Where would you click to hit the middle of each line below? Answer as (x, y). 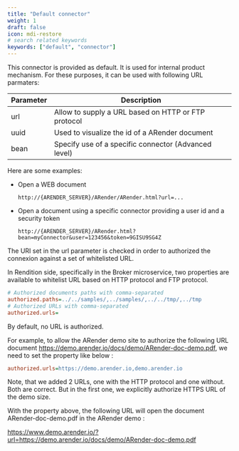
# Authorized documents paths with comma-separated (85, 293)
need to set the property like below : (60, 355)
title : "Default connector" (49, 14)
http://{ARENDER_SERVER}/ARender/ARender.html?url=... (101, 197)
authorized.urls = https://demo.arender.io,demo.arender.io (95, 368)
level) (63, 153)
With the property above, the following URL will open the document (106, 411)
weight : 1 (22, 21)
